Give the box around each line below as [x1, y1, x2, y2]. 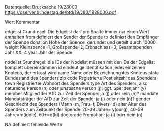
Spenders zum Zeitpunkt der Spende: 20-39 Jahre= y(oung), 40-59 [5, 106, 143, 112]
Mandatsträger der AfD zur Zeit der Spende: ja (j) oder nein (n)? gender [5, 96, 151, 102]
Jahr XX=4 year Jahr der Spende [5, 49, 73, 55]
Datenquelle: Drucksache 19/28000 [5, 4, 78, 10]
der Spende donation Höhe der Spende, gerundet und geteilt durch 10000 [5, 39, 156, 45]
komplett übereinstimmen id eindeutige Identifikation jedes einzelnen [5, 64, 146, 70]
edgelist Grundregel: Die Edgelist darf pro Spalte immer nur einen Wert [5, 29, 149, 34]
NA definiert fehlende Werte [5, 121, 63, 127]
